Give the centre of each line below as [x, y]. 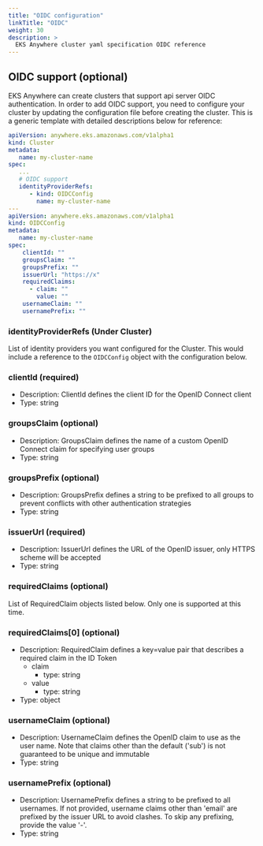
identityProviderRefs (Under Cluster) [80, 331]
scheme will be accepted [60, 557]
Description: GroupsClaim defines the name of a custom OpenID [124, 440]
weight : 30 [26, 30]
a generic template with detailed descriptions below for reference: [115, 121]
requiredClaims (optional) [58, 587]
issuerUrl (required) [47, 531]
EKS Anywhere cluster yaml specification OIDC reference [111, 45]
